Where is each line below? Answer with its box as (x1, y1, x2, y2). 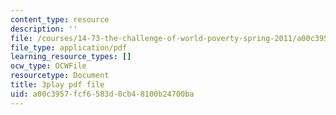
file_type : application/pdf (10, 42, 128, 53)
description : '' (10, 24, 78, 34)
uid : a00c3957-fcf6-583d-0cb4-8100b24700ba (10, 89, 195, 99)
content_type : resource (10, 14, 110, 25)
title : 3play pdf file (10, 80, 105, 90)
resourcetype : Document (10, 71, 110, 81)
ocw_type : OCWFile (10, 61, 87, 71)
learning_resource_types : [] (10, 52, 132, 62)
